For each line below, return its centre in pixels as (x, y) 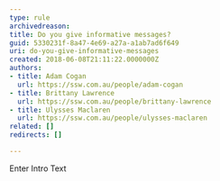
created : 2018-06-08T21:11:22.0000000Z (84, 59)
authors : (26, 68)
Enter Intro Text (38, 168)
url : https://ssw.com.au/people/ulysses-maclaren (112, 118)
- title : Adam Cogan (48, 77)
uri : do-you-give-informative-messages (84, 51)
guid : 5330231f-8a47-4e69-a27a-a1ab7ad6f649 (94, 43)
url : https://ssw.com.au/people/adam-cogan (100, 85)
